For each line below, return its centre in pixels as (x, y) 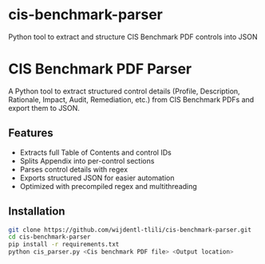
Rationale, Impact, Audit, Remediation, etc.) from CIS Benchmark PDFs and (131, 99)
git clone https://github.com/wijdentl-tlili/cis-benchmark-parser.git (130, 230)
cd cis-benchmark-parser (49, 237)
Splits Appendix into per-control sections (87, 160)
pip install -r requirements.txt (64, 245)
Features (31, 133)
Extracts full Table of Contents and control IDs (95, 152)
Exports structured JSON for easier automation (97, 178)
